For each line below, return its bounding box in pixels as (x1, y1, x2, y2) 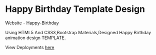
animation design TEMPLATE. (5, 35, 66, 41)
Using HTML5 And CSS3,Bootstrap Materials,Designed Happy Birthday (5, 29, 151, 35)
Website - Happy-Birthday (5, 20, 59, 26)
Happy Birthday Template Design (5, 3, 145, 15)
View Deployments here (5, 44, 54, 50)
